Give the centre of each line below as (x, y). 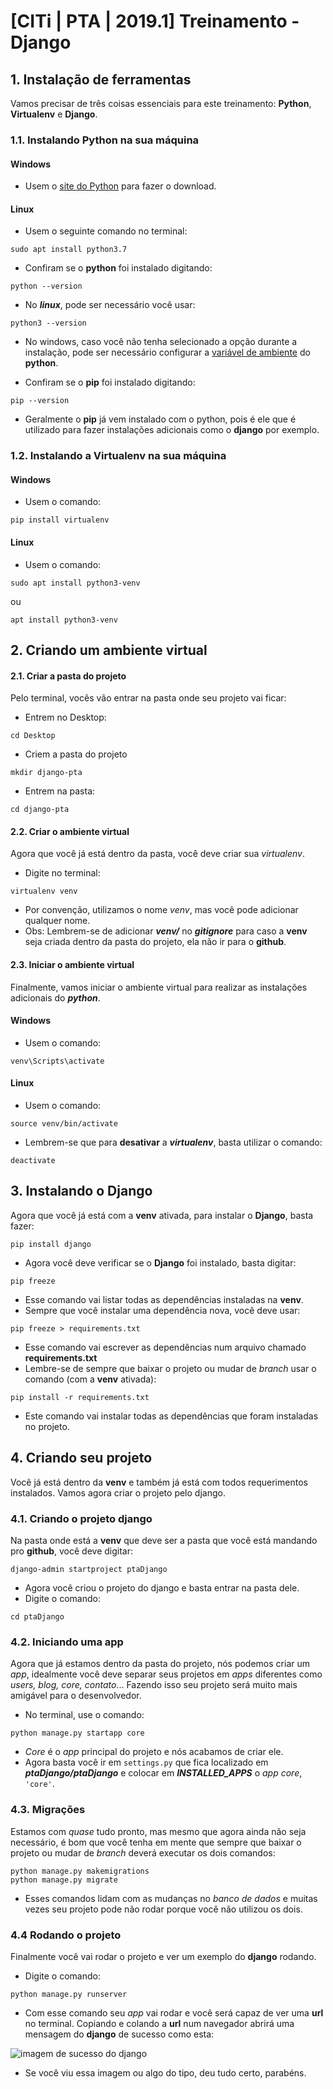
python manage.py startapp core (77, 1733)
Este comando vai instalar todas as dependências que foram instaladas (171, 1416)
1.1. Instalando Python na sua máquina (105, 140)
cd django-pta (40, 810)
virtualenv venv (44, 891)
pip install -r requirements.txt (80, 1397)
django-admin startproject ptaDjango (89, 1569)
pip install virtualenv (60, 520)
